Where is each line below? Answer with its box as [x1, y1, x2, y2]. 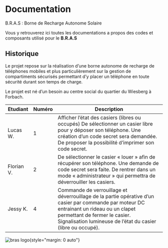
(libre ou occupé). [57, 224, 100, 231]
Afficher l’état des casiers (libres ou [57, 114, 141, 121]
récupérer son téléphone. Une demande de [57, 159, 159, 166]
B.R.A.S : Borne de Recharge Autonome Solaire [5, 20, 102, 26]
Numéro [33, 105, 53, 112]
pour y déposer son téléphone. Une [57, 126, 141, 133]
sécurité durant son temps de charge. [5, 78, 83, 84]
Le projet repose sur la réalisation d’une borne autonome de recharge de [5, 62, 155, 68]
